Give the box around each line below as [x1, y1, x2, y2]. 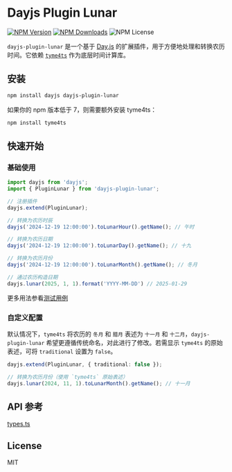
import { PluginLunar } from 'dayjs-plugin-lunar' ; [7, 185, 159, 192]
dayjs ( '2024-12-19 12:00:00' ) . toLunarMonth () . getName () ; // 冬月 [7, 262, 198, 269]
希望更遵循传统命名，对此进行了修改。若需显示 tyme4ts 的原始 [46, 338, 223, 346]
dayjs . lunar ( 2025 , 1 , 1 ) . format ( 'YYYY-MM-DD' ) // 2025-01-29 [7, 280, 188, 287]
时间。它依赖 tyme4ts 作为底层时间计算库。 [7, 51, 130, 59]
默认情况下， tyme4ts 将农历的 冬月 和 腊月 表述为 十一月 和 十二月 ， [7, 330, 192, 338]
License [7, 439, 42, 452]
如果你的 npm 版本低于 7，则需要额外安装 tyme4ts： [7, 106, 157, 114]
